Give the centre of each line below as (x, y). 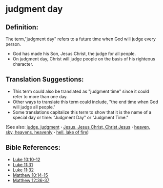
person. (13, 44)
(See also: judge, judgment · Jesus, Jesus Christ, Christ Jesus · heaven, (78, 127)
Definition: (22, 27)
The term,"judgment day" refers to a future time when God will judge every (81, 39)
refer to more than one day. (40, 96)
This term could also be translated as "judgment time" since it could (81, 91)
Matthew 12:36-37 (31, 180)
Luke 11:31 (23, 164)
